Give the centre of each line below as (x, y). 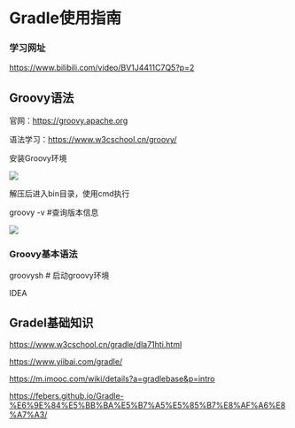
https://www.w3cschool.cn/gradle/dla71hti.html (96, 345)
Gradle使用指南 (66, 18)
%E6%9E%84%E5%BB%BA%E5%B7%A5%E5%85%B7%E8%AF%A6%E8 (147, 405)
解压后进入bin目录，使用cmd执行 (70, 194)
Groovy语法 (42, 98)
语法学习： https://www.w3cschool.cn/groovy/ (93, 140)
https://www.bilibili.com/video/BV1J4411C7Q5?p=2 (102, 68)
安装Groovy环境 (38, 158)
